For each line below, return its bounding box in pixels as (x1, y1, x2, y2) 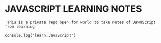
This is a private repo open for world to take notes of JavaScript (7, 20, 156, 25)
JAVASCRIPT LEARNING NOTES (5, 3, 142, 15)
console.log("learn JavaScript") (5, 33, 76, 38)
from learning (5, 24, 35, 29)
